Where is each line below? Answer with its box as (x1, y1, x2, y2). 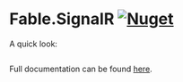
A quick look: (9, 38, 58, 49)
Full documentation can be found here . (9, 63, 152, 74)
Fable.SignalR (9, 9, 115, 29)
